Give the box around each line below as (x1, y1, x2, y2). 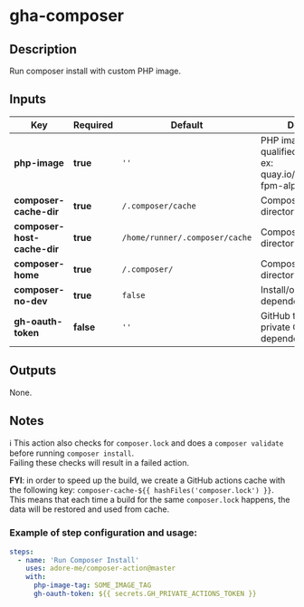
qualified (261, 145, 299, 158)
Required (73, 119, 114, 131)
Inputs (9, 92, 47, 107)
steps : (9, 547, 34, 556)
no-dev (14, 294, 48, 307)
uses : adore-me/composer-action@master (25, 564, 176, 573)
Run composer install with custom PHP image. (9, 65, 182, 76)
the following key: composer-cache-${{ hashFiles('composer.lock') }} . (9, 485, 274, 496)
